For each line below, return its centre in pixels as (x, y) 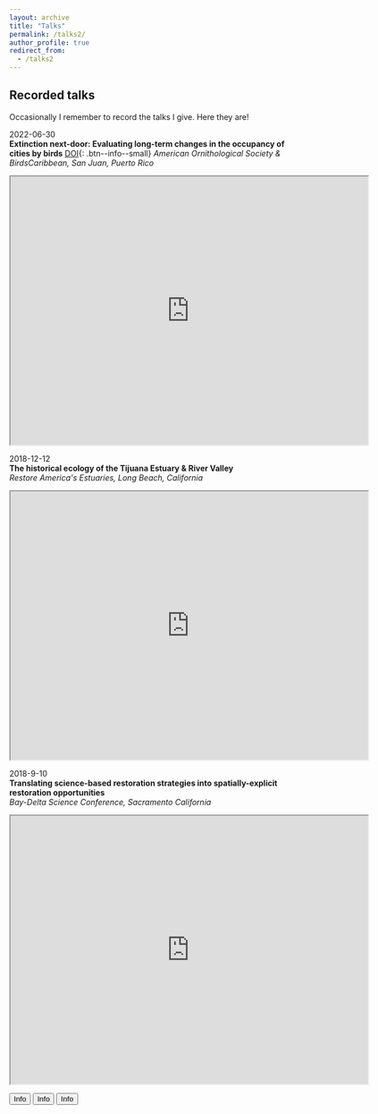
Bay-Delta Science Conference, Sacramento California (110, 802)
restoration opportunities (57, 792)
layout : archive (39, 17)
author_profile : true (50, 43)
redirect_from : (38, 51)
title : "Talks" (38, 26)
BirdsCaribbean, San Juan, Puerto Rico (82, 163)
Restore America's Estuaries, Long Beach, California (106, 477)
